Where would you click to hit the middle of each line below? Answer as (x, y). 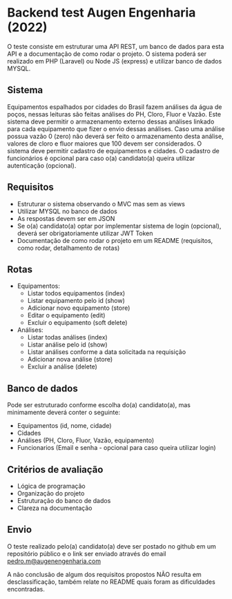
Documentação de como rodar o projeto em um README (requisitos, (115, 240)
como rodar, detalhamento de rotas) (68, 248)
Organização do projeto (51, 493)
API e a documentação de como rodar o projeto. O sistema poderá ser (107, 54)
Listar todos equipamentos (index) (76, 293)
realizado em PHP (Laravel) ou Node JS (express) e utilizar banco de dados (115, 61)
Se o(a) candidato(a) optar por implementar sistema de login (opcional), (119, 226)
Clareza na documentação (55, 508)
